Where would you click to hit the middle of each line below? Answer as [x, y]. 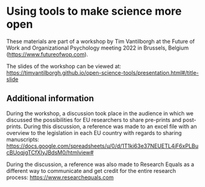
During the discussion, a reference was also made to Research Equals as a [100, 164]
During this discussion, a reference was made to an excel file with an [110, 126]
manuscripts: [23, 139]
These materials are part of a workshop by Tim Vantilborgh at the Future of [101, 41]
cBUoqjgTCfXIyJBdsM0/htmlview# [50, 152]
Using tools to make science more [94, 11]
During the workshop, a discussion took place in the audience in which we [100, 113]
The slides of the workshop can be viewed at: [64, 66]
